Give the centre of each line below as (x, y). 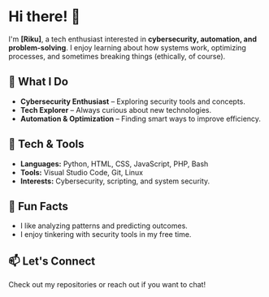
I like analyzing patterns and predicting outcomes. (104, 226)
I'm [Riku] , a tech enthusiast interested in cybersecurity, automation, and (133, 39)
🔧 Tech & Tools (46, 144)
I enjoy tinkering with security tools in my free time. (106, 235)
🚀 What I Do (39, 82)
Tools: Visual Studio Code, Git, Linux (82, 172)
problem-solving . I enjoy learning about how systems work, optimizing (127, 47)
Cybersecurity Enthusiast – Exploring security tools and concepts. (133, 101)
